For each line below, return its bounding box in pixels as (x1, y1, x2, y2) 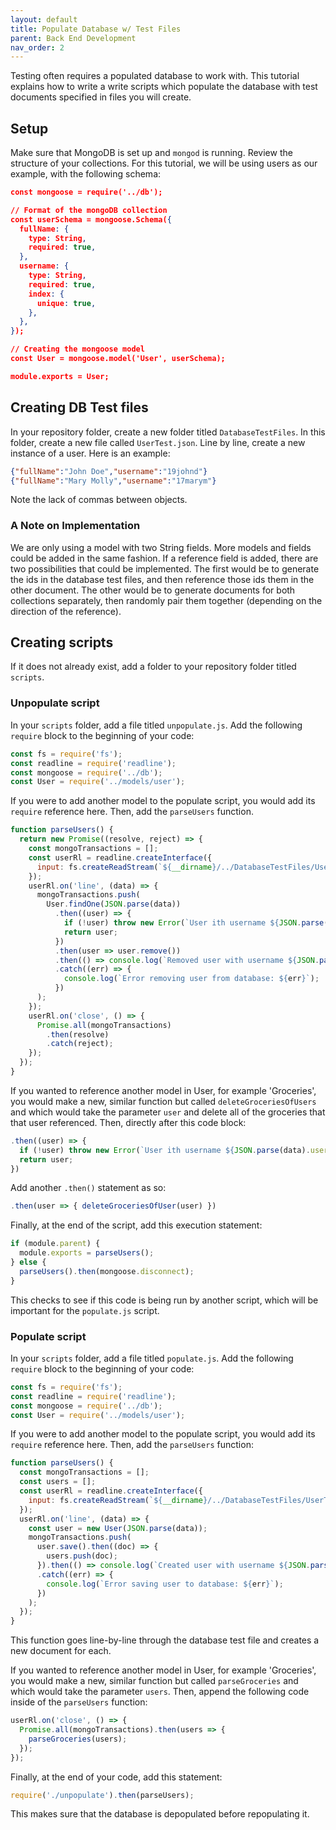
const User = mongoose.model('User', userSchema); (10, 354, 226, 364)
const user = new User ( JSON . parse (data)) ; (28, 1523, 208, 1533)
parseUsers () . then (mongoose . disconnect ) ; (19, 1266, 195, 1276)
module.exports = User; (10, 371, 110, 381)
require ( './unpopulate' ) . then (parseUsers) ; (10, 1790, 195, 1800)
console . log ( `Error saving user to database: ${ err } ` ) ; (46, 1579, 284, 1589)
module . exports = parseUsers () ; (19, 1248, 155, 1258)
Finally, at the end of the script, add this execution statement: (10, 1219, 263, 1231)
